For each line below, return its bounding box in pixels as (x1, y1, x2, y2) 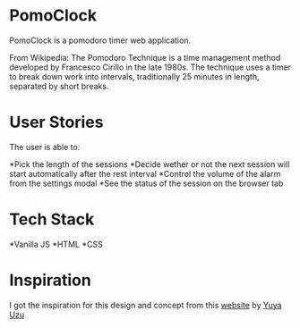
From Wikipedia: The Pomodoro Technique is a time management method (9, 52, 281, 63)
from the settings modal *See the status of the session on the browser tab (9, 178, 284, 189)
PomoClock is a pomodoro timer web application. (9, 35, 191, 46)
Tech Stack (9, 209, 95, 230)
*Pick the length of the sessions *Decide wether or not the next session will (9, 158, 290, 170)
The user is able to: (9, 141, 81, 152)
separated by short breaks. (9, 80, 109, 91)
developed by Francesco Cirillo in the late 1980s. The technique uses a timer (9, 62, 292, 72)
